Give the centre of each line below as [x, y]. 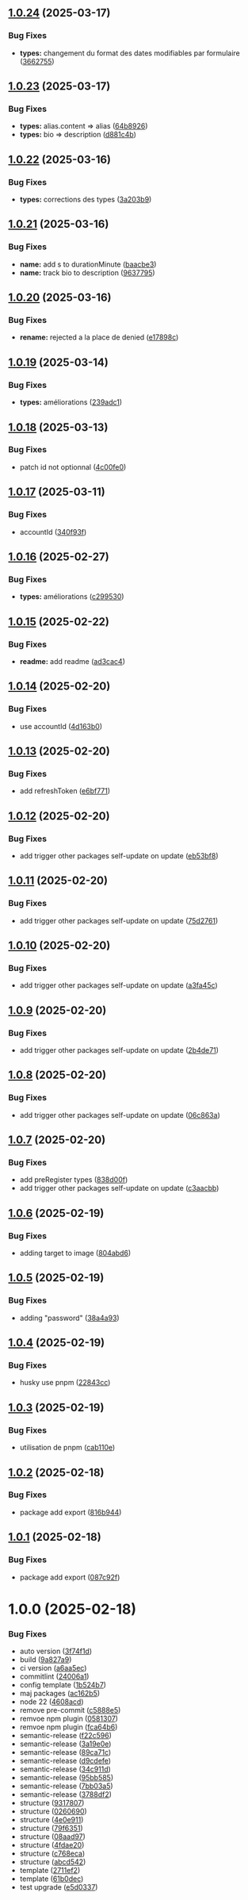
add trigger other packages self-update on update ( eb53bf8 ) [119, 855]
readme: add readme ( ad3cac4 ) [72, 661]
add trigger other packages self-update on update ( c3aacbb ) [119, 1188]
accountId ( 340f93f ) [53, 532]
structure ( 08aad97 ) [52, 1837]
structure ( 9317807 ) [52, 1802]
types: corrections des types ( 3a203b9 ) [86, 200]
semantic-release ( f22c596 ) [66, 1735]
